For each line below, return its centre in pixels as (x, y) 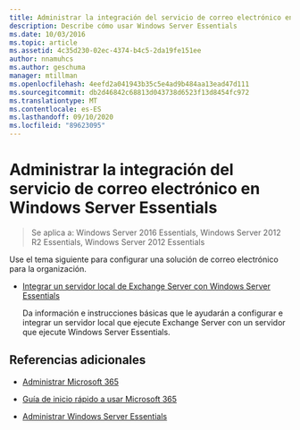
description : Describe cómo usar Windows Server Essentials (124, 26)
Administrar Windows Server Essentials (95, 416)
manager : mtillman (43, 76)
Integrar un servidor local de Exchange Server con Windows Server (146, 286)
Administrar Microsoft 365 (70, 382)
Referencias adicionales (78, 360)
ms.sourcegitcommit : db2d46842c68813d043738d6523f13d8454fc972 (129, 92)
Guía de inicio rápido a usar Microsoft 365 (99, 399)
